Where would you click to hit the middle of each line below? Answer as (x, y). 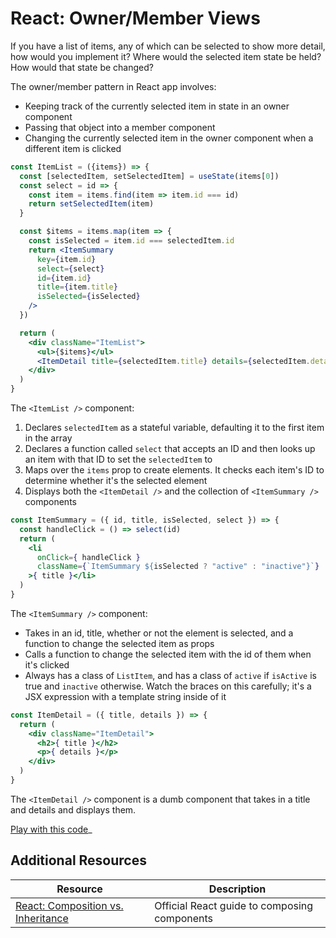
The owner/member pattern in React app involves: (113, 86)
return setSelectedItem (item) (91, 204)
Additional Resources (78, 860)
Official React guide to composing (234, 905)
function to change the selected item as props (119, 643)
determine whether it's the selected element (116, 481)
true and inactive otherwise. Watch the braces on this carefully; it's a (168, 686)
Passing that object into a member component (120, 127)
